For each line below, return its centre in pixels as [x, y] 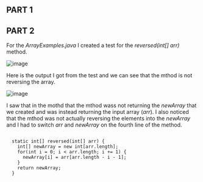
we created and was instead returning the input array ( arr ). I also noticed [98, 112]
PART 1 [20, 10]
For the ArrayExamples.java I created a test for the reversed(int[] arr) [93, 46]
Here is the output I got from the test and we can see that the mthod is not [99, 75]
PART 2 [20, 31]
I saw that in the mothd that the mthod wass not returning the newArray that [101, 105]
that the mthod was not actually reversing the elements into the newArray [98, 119]
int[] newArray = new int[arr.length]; [68, 147]
